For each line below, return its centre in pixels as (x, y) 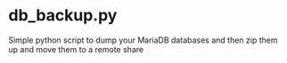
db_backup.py (63, 16)
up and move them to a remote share (76, 49)
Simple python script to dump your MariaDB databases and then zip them (143, 40)
